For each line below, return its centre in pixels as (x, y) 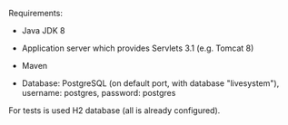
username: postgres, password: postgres (99, 93)
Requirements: (35, 13)
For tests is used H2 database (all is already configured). (114, 111)
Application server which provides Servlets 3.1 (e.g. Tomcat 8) (138, 48)
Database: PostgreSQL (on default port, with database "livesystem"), (150, 83)
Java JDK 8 (43, 30)
